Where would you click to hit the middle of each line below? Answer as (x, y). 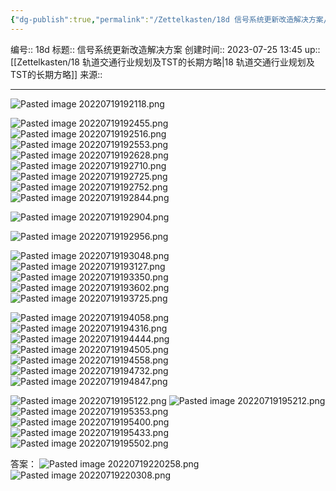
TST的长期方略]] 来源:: (56, 74)
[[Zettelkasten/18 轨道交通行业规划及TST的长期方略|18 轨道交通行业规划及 (162, 62)
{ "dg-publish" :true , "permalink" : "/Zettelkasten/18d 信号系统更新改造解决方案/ (169, 19)
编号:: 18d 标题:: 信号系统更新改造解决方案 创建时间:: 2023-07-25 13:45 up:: (165, 49)
